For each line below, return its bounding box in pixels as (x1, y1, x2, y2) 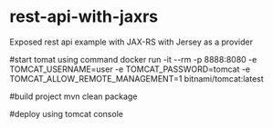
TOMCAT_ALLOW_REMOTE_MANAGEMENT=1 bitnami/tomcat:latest (9, 73, 265, 84)
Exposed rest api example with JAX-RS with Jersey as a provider (9, 36, 254, 47)
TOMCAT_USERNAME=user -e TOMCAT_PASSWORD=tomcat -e (9, 64, 251, 74)
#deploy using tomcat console (9, 108, 123, 119)
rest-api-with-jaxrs (9, 6, 158, 27)
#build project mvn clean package (9, 91, 138, 102)
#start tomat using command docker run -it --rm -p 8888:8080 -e (9, 54, 257, 64)
